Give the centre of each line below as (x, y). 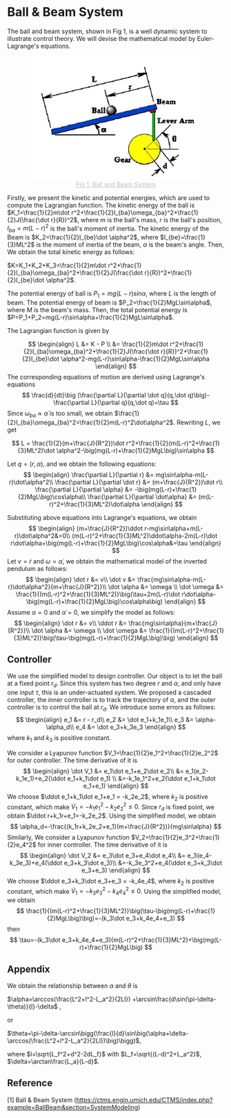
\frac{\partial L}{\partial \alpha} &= (84, 489)
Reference (30, 1083)
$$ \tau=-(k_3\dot (35, 940)
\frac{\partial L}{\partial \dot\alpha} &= (142, 496)
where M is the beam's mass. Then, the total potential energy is (97, 309)
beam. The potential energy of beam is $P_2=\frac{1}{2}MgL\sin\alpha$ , (110, 303)
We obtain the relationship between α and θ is (72, 986)
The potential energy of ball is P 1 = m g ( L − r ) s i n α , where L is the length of (112, 294)
